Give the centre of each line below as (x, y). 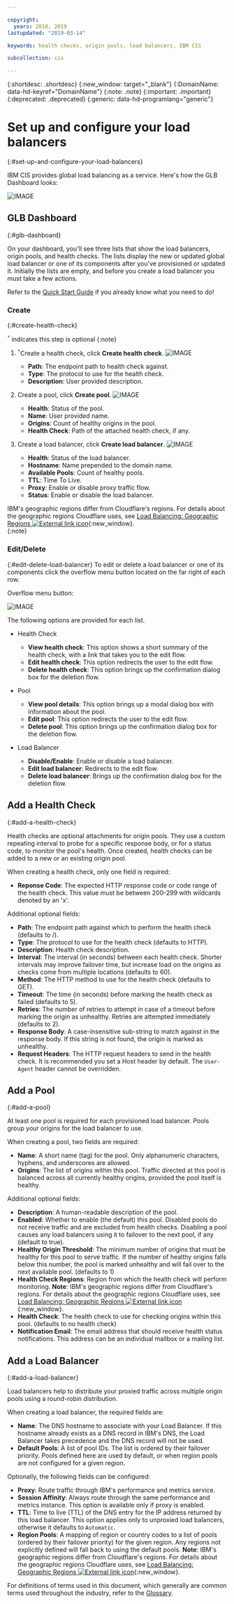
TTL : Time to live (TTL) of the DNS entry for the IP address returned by (119, 1512)
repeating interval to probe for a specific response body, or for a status (109, 843)
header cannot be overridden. (78, 1068)
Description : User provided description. (85, 382)
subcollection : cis (36, 58)
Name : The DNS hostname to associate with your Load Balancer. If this (119, 1426)
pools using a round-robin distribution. (63, 1399)
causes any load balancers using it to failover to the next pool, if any (116, 1235)
